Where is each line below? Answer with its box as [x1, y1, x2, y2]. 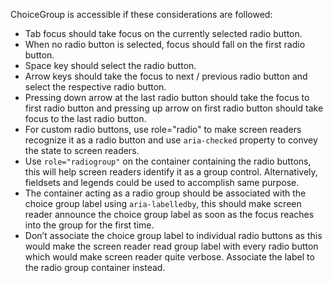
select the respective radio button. [24, 81, 167, 93]
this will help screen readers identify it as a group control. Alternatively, [24, 166, 318, 178]
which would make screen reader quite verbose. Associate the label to [24, 251, 315, 263]
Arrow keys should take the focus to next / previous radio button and [24, 70, 308, 82]
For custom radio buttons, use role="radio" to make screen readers [24, 124, 302, 135]
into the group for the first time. [24, 219, 155, 231]
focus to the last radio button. [24, 113, 147, 124]
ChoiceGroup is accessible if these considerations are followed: [10, 9, 273, 20]
